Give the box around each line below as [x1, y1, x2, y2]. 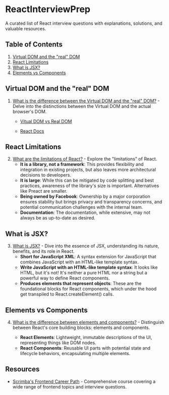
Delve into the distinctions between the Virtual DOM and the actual [12, 103, 151, 109]
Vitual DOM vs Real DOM [20, 118, 72, 124]
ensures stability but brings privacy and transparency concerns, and [20, 199, 162, 205]
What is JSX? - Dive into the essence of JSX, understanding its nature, [12, 243, 159, 249]
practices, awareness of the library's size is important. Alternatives [20, 183, 159, 189]
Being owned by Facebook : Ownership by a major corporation [20, 193, 150, 200]
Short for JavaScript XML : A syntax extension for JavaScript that [20, 254, 156, 260]
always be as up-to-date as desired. [20, 215, 96, 221]
